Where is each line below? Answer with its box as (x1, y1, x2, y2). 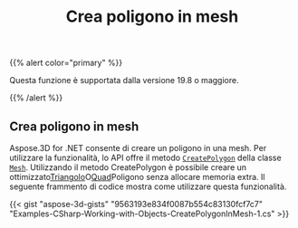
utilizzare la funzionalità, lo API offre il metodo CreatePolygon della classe (9, 152, 283, 163)
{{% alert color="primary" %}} (9, 57, 123, 69)
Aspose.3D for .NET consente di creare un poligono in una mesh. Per (9, 143, 267, 153)
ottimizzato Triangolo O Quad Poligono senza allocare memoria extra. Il (9, 172, 265, 182)
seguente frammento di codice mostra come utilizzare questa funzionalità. (9, 181, 287, 192)
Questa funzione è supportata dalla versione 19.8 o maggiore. (9, 75, 239, 86)
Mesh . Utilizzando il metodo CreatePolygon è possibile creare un (9, 162, 247, 173)
